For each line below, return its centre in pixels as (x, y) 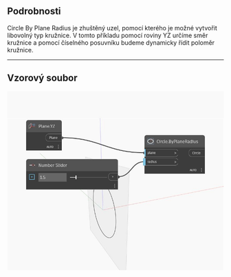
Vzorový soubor (42, 78)
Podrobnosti (34, 11)
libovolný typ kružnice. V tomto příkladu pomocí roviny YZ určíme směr (108, 35)
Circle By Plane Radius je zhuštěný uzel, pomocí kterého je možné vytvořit (112, 28)
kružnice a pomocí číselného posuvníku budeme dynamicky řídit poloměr (111, 42)
